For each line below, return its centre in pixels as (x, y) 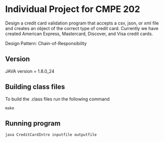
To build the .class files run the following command (57, 99)
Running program (33, 123)
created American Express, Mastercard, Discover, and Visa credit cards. (79, 33)
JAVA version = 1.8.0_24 (30, 71)
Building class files (35, 87)
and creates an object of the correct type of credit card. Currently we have (82, 28)
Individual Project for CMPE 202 (73, 9)
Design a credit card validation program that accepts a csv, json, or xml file (82, 23)
